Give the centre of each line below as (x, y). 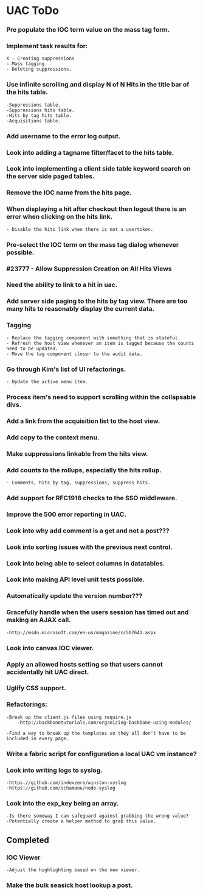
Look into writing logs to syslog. (54, 770)
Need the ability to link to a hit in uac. (62, 285)
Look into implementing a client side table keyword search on (99, 169)
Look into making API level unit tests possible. (75, 579)
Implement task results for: (47, 46)
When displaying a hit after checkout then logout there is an (96, 209)
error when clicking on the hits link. (60, 217)
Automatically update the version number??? (74, 596)
